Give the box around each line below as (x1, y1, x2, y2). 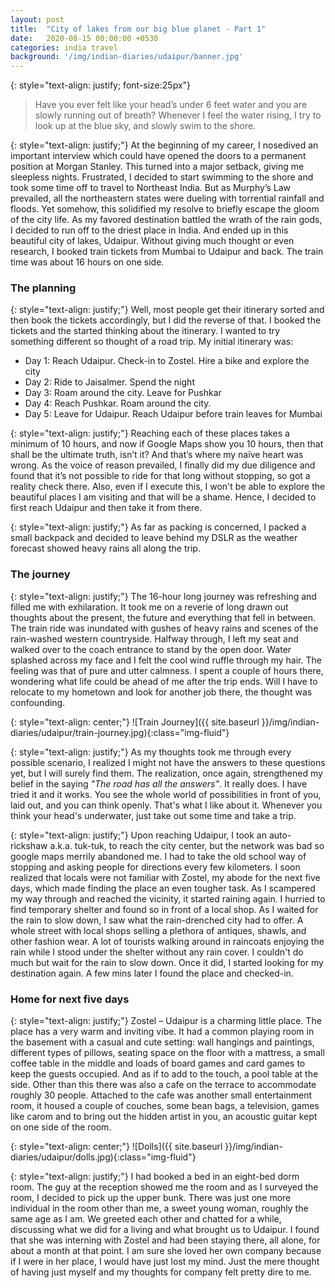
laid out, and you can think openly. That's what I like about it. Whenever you (10, 799, 323, 811)
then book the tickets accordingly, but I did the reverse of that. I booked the (10, 314, 322, 326)
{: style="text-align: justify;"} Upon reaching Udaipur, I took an (10, 829, 268, 841)
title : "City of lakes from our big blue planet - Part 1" (10, 24, 267, 34)
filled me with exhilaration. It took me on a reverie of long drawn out (10, 601, 289, 613)
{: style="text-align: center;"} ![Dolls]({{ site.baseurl (10, 1141, 223, 1153)
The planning (10, 281, 77, 295)
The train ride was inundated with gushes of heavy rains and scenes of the (10, 622, 319, 634)
